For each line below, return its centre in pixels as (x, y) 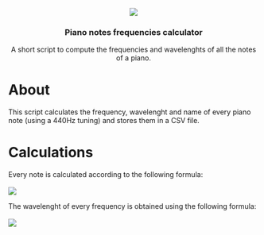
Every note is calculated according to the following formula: (106, 175)
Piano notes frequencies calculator (134, 32)
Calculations (51, 153)
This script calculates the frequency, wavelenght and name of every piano (130, 112)
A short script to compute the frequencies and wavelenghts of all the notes (134, 50)
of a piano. (134, 58)
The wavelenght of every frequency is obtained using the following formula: (132, 206)
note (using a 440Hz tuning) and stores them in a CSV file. (104, 121)
